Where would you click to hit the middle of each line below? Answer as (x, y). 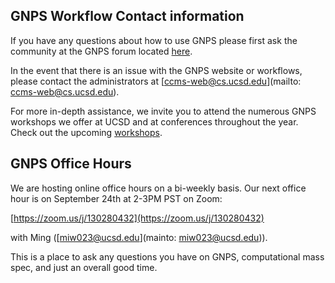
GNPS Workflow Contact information (127, 16)
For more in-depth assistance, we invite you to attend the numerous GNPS (163, 111)
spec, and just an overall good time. (84, 267)
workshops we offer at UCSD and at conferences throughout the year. (154, 121)
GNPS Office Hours (71, 164)
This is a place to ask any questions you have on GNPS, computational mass (167, 256)
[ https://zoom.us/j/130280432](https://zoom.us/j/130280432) (137, 218)
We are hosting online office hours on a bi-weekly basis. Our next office (158, 188)
